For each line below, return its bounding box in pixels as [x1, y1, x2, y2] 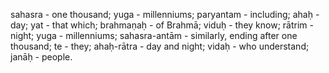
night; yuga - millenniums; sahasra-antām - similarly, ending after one [10, 30, 298, 41]
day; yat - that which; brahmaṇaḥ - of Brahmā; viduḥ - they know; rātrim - [10, 19, 314, 31]
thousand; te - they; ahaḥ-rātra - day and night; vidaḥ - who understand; [10, 40, 310, 52]
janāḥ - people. [10, 51, 73, 63]
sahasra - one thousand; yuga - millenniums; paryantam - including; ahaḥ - [10, 9, 320, 20]
